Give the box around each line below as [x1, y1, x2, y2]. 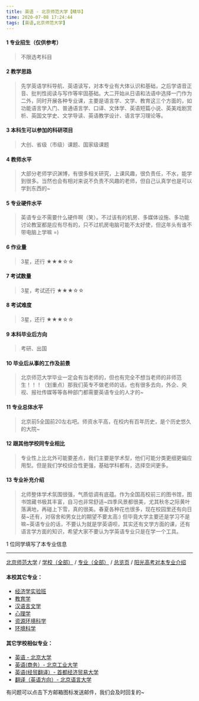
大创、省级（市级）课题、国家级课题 [20, 141, 110, 148]
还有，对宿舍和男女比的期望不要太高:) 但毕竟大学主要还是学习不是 [29, 513, 191, 520]
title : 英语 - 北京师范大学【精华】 [6, 8, 86, 15]
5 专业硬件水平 [6, 200, 43, 207]
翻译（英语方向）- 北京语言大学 [14, 676, 92, 683]
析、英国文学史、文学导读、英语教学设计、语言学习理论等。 [20, 112, 166, 119]
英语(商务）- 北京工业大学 [14, 661, 78, 668]
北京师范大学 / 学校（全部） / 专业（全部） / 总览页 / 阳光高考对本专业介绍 [6, 559, 187, 566]
